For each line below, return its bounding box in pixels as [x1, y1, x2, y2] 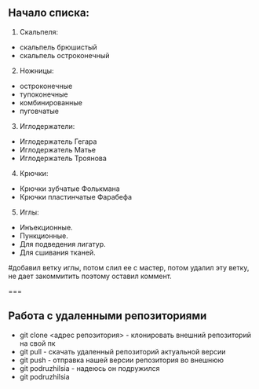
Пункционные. [19, 231, 68, 240]
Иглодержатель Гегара [19, 137, 97, 146]
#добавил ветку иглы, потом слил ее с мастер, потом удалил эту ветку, [8, 262, 250, 272]
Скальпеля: [19, 27, 59, 36]
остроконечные [19, 81, 73, 90]
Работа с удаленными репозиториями [8, 310, 207, 323]
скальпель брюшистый [19, 42, 98, 52]
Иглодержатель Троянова [19, 153, 108, 163]
